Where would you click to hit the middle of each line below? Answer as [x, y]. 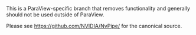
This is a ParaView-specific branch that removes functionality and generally [98, 8]
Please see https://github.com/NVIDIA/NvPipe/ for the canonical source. [94, 26]
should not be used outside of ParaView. [55, 15]
